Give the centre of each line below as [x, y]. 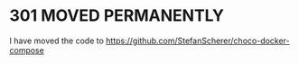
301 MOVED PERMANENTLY [117, 16]
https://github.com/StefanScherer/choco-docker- [198, 41]
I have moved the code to [56, 41]
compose [27, 50]
